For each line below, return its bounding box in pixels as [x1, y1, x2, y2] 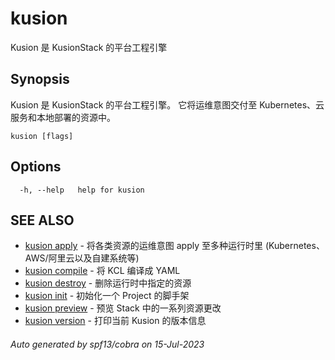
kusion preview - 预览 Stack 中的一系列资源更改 [24, 302, 222, 314]
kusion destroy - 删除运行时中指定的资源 [24, 277, 192, 289]
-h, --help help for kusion [19, 185, 145, 195]
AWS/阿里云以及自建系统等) [24, 252, 140, 264]
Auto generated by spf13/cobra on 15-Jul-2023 [10, 338, 205, 350]
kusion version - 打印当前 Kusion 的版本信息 [24, 315, 207, 327]
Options [10, 158, 62, 176]
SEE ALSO [10, 212, 75, 229]
